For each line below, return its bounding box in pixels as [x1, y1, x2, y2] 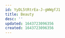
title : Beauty [5, 12, 34, 17]
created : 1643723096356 [5, 26, 54, 31]
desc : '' [5, 16, 23, 21]
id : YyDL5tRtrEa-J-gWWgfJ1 [5, 7, 61, 12]
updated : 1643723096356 [5, 21, 54, 26]
